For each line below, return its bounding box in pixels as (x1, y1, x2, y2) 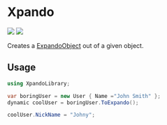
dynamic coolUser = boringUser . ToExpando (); (7, 99, 139, 106)
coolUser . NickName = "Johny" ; (7, 112, 96, 119)
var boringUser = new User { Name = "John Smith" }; (7, 92, 161, 99)
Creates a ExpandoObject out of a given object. (7, 41, 144, 49)
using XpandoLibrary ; (7, 80, 71, 87)
